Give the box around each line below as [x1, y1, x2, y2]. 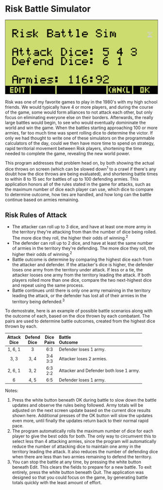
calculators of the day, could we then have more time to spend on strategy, [5, 140, 155, 146]
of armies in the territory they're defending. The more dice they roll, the [12, 245, 155, 251]
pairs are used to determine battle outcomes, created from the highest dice [5, 318, 155, 324]
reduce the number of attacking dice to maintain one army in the [12, 443, 141, 450]
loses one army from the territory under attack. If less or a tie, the [12, 267, 143, 272]
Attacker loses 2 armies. [59, 355, 108, 361]
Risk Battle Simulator [5, 3, 91, 15]
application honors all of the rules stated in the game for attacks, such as [5, 181, 151, 187]
